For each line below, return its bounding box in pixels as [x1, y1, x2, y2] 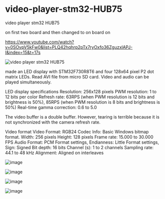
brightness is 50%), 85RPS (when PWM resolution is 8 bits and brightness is [5, 99, 160, 105]
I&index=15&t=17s [5, 49, 41, 55]
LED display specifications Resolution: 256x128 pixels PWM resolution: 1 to [5, 88, 157, 94]
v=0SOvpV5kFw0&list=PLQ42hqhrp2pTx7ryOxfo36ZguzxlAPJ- [5, 44, 133, 50]
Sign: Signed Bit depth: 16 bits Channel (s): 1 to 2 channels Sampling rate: [5, 144, 154, 150]
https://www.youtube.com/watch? [5, 39, 74, 45]
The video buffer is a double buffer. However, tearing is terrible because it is [5, 114, 160, 119]
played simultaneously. [5, 79, 52, 85]
